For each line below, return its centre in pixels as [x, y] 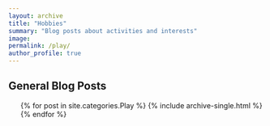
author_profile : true [45, 53]
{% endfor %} [43, 114]
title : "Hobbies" [38, 23]
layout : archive [36, 16]
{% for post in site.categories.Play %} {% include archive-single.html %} [141, 105]
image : [19, 38]
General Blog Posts [58, 86]
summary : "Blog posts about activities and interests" [103, 31]
